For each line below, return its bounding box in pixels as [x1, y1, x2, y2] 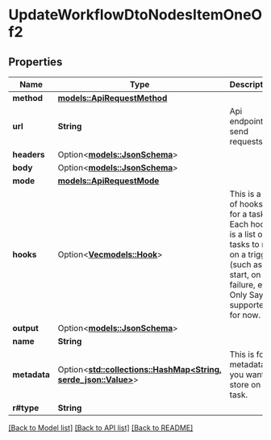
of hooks [229, 199, 264, 209]
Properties [8, 55, 63, 69]
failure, [229, 279, 256, 290]
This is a [229, 188, 261, 199]
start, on [229, 269, 261, 280]
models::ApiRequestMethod [57, 93, 168, 103]
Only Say [229, 289, 264, 300]
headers [12, 149, 46, 160]
